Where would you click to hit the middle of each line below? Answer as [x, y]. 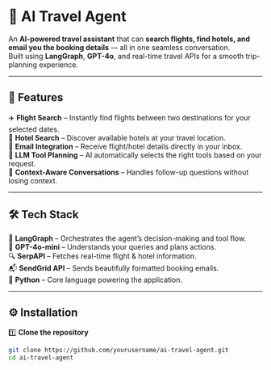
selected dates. [34, 129]
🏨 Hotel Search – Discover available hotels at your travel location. [117, 137]
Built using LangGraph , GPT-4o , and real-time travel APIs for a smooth [126, 56]
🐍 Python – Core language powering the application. [96, 280]
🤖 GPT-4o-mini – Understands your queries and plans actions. [112, 246]
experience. [59, 65]
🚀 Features [36, 97]
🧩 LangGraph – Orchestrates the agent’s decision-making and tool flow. [127, 238]
